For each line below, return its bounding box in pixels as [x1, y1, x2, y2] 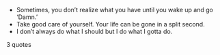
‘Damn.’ [16, 13, 38, 21]
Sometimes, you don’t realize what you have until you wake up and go [16, 6, 213, 14]
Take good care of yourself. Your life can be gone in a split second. [16, 20, 206, 28]
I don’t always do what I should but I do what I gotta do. [16, 27, 173, 35]
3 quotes [6, 41, 31, 48]
